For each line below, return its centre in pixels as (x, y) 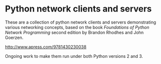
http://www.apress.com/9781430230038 (46, 47)
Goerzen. (14, 38)
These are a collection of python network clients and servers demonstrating (80, 22)
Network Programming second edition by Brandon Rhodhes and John (74, 32)
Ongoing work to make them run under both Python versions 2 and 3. (74, 56)
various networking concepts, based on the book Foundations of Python (77, 27)
